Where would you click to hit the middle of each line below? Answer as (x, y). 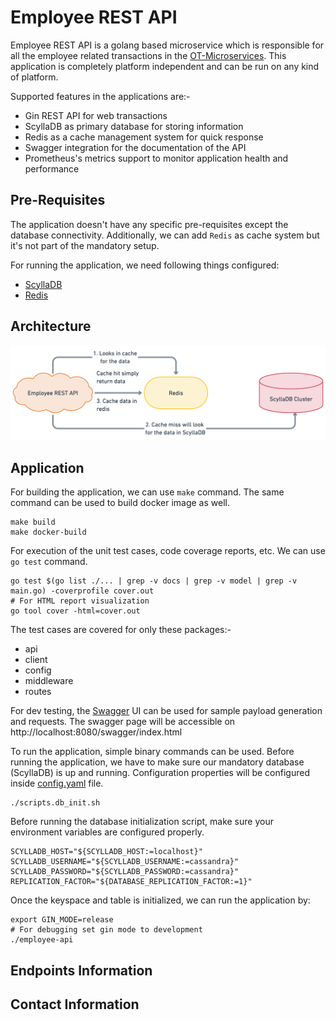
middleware (49, 681)
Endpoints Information (81, 970)
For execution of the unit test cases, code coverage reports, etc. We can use (168, 551)
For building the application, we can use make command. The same (147, 492)
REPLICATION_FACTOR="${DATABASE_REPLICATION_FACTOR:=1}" (131, 882)
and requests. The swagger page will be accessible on (123, 722)
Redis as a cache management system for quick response (144, 137)
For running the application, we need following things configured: (145, 265)
